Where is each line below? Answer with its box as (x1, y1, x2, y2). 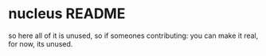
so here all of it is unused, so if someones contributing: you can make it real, (8, 31, 259, 40)
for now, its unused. (8, 39, 73, 48)
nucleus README (8, 5, 126, 23)
